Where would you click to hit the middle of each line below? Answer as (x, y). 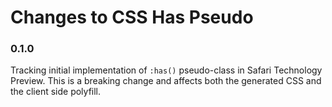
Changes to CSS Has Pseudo (132, 17)
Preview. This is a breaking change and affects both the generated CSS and (166, 81)
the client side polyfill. (56, 92)
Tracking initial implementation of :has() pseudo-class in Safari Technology (166, 70)
